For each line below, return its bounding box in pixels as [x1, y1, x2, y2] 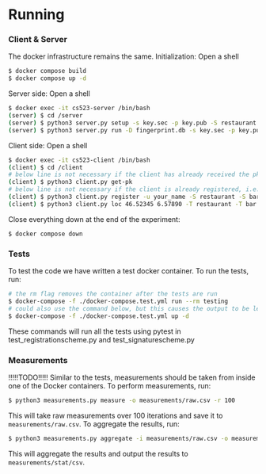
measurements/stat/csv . [8, 457, 85, 467]
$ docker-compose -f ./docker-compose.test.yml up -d [8, 312, 190, 320]
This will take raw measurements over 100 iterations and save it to [8, 411, 223, 420]
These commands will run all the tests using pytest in [8, 327, 181, 336]
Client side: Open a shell [8, 140, 88, 150]
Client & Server [8, 34, 67, 45]
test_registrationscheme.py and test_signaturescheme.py [8, 334, 196, 344]
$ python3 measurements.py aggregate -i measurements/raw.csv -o [8, 434, 228, 442]
